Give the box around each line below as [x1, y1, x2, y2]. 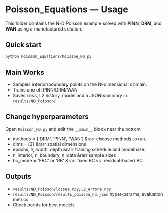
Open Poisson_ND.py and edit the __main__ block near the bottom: [5, 126, 142, 132]
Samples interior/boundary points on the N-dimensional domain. [12, 81, 147, 87]
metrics [12, 197, 29, 203]
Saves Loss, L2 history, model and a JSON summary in [12, 93, 127, 99]
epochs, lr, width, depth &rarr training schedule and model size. [12, 146, 146, 153]
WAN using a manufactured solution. [5, 25, 83, 32]
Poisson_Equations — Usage [5, 4, 128, 15]
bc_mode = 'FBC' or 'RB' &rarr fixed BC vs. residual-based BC [12, 158, 143, 164]
